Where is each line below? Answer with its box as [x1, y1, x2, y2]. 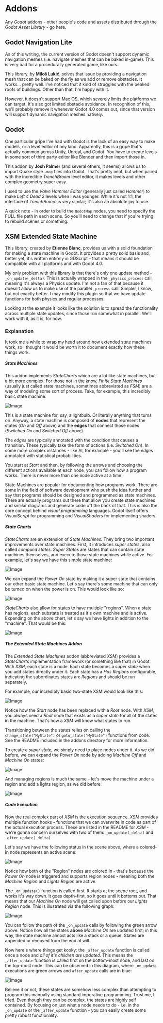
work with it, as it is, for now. [5, 316, 62, 321]
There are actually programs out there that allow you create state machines [5, 497, 155, 503]
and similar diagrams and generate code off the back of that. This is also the [5, 502, 158, 508]
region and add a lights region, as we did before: [5, 781, 102, 787]
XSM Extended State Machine [5, 232, 97, 241]
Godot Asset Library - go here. [5, 24, 66, 30]
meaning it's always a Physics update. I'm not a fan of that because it [5, 281, 144, 286]
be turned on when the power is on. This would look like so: [5, 586, 124, 592]
